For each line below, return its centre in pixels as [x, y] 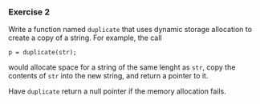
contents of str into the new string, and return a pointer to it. [108, 76]
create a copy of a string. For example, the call [85, 38]
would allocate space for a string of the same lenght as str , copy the [122, 67]
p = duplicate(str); [43, 53]
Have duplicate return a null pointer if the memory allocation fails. [117, 91]
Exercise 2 [29, 12]
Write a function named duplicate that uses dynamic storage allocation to [130, 30]
